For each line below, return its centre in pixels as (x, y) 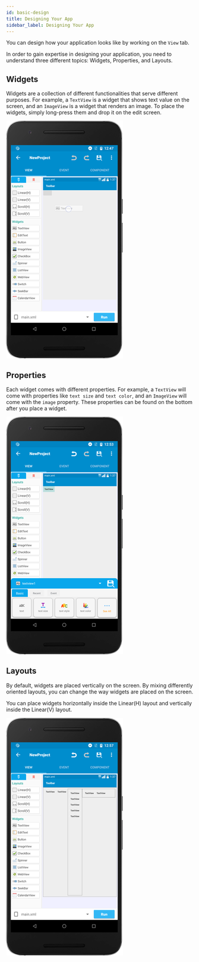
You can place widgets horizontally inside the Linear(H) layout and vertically (99, 703)
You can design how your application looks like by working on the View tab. (98, 43)
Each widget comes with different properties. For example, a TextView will (96, 389)
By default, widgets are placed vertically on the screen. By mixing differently (99, 685)
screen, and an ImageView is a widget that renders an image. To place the (95, 106)
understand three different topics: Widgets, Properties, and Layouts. (89, 61)
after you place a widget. (37, 408)
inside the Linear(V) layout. (39, 709)
